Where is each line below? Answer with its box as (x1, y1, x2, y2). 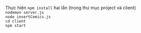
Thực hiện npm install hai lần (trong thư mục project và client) (5, 5, 136, 10)
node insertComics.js (5, 14, 51, 19)
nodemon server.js (5, 10, 44, 15)
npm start (5, 23, 26, 28)
